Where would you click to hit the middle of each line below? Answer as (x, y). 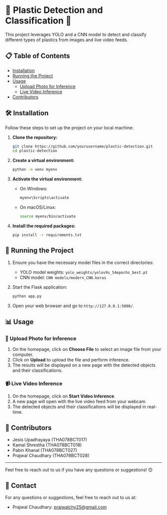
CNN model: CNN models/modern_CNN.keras (63, 277)
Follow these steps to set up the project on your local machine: (69, 128)
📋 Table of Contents (38, 56)
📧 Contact (21, 485)
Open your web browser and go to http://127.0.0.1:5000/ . (73, 306)
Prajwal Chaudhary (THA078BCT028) (51, 456)
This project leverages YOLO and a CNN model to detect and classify (76, 34)
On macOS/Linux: (38, 207)
